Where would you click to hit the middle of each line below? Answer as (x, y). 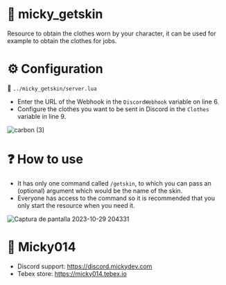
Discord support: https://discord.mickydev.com (85, 266)
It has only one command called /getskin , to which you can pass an (114, 183)
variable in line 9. (42, 116)
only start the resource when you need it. (76, 205)
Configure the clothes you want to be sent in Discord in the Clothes (113, 109)
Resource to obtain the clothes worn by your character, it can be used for (112, 33)
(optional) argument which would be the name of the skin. (100, 190)
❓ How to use (45, 160)
